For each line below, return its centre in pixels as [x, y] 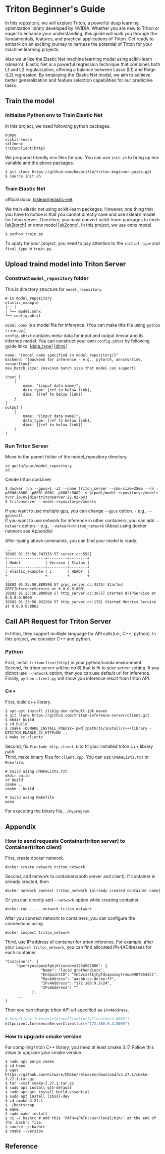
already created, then [27, 882]
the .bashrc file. [24, 1123]
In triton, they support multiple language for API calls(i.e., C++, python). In [81, 633]
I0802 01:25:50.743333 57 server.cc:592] [49, 554]
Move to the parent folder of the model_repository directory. [66, 456]
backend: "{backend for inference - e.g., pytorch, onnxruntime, [74, 359]
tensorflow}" [19, 364]
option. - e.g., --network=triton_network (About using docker [84, 526]
